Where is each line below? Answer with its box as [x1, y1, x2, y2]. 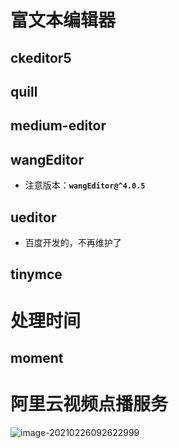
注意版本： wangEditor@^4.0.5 [24, 179, 146, 191]
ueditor [10, 209, 57, 226]
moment [10, 349, 64, 366]
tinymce [10, 266, 63, 283]
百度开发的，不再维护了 [24, 236, 122, 248]
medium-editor [10, 117, 107, 135]
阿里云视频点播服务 [10, 393, 169, 416]
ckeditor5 [10, 49, 72, 66]
